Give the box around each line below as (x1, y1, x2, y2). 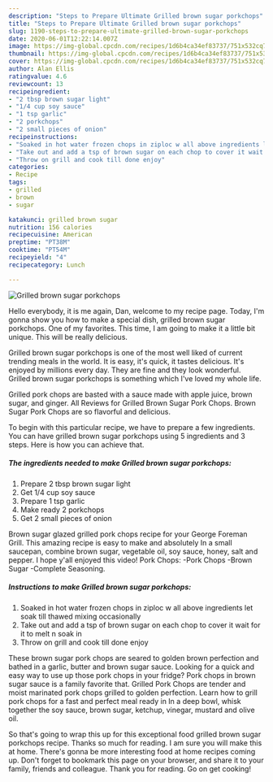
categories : (8, 163, 49, 172)
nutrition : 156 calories (8, 223, 93, 232)
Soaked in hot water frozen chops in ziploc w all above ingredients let (19, 602, 253, 612)
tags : (8, 178, 27, 187)
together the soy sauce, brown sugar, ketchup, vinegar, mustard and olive (8, 705, 255, 715)
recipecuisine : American (8, 231, 93, 239)
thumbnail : (8, 50, 45, 58)
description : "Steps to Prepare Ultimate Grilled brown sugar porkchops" (8, 11, 264, 20)
